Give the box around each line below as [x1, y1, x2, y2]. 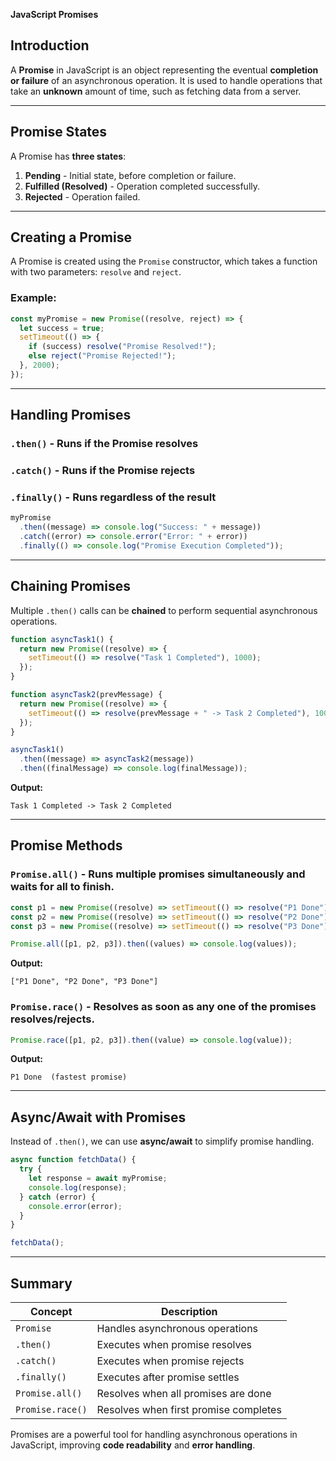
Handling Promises [10, 407, 132, 424]
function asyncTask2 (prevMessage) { [10, 690, 163, 700]
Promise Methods [10, 837, 123, 854]
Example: [10, 291, 57, 305]
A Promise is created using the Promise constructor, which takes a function [10, 255, 318, 268]
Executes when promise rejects [96, 1354, 245, 1368]
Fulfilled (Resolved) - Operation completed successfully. [24, 180, 261, 192]
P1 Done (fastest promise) [10, 1072, 128, 1083]
